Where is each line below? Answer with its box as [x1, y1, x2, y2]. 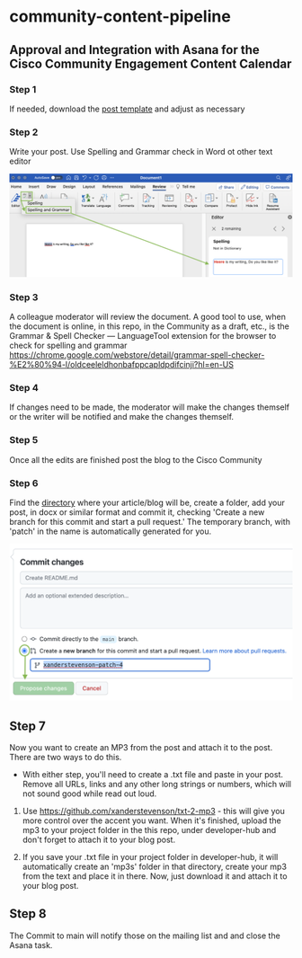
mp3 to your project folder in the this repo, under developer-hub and [22, 825, 277, 836]
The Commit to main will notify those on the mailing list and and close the [9, 930, 280, 941]
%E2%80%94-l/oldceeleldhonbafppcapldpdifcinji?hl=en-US [9, 359, 234, 370]
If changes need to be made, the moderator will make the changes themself [9, 402, 290, 412]
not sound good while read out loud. [22, 788, 157, 799]
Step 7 [9, 718, 47, 733]
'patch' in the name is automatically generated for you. [9, 526, 212, 537]
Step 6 [9, 476, 39, 489]
